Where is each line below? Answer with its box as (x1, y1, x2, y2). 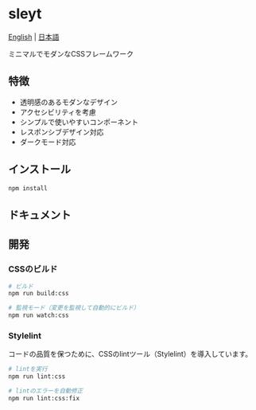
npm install (8, 184, 48, 192)
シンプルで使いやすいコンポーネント (19, 117, 139, 127)
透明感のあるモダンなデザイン (19, 97, 118, 107)
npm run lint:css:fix (8, 394, 80, 402)
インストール (8, 162, 72, 176)
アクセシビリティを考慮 (19, 107, 97, 116)
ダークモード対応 (19, 137, 76, 146)
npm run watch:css (8, 311, 69, 319)
